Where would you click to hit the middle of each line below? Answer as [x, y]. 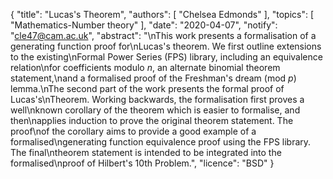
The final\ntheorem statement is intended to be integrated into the [146, 152]
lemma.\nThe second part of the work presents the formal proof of [147, 88]
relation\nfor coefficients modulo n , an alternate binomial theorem [145, 67]
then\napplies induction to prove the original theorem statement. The [152, 120]
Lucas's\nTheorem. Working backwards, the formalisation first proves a [157, 99]
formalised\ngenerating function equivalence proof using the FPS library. [161, 142]
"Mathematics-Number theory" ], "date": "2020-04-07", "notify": [144, 25]
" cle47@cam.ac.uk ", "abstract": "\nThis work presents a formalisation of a [163, 35]
